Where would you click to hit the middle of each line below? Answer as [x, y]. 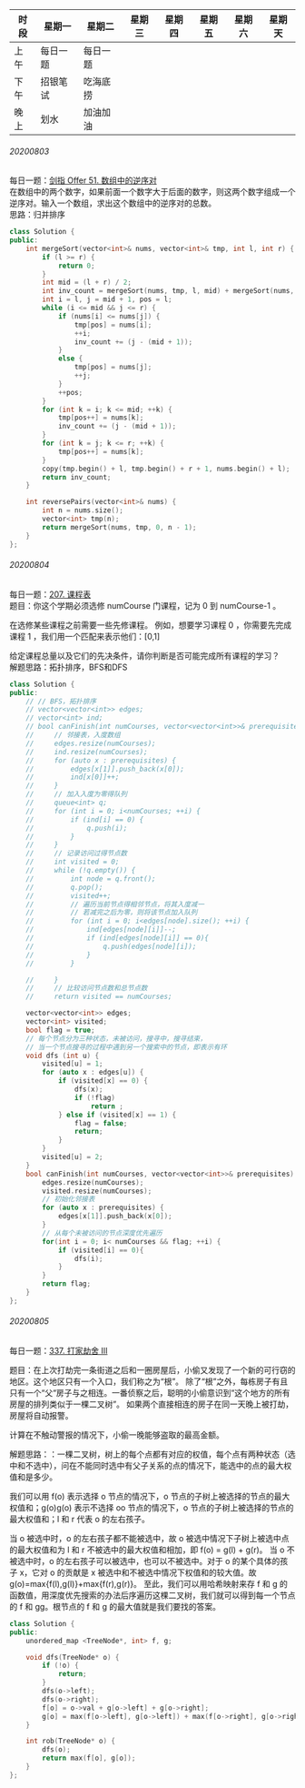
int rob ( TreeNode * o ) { [71, 1742]
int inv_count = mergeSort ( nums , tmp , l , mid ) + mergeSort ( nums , [168, 291]
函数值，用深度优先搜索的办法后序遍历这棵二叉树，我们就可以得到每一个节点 [152, 1595]
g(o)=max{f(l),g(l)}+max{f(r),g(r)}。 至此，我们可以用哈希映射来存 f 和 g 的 [149, 1583]
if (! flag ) [95, 1097]
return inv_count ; [77, 477]
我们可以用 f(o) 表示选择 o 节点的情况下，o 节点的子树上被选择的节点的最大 [150, 1496]
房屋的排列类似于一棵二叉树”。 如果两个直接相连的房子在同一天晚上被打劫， [152, 1404]
